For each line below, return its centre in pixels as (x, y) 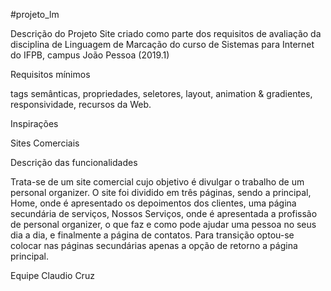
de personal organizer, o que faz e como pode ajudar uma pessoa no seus (163, 224)
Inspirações (34, 123)
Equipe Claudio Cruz (52, 275)
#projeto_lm (35, 14)
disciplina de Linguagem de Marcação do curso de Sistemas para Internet (162, 44)
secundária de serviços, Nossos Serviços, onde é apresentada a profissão (164, 213)
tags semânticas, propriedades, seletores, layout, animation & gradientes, (161, 93)
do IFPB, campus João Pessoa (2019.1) (90, 55)
